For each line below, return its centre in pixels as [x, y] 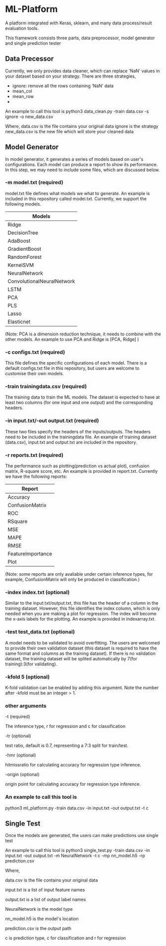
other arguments [26, 706]
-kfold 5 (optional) [28, 677]
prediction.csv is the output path [38, 929]
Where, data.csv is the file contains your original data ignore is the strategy [82, 126]
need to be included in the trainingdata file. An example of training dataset [81, 437]
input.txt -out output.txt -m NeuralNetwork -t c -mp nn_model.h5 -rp [75, 856]
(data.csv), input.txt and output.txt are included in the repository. [71, 442]
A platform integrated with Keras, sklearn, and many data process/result [79, 23]
